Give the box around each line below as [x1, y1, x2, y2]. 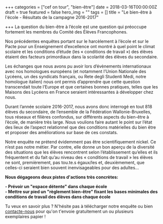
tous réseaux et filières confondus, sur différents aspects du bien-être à [5, 114, 149, 120]
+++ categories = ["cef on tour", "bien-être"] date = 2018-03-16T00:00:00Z [5, 4, 157, 10]
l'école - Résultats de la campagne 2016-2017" [5, 15, 99, 20]
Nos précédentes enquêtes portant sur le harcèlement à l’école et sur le [5, 38, 149, 44]
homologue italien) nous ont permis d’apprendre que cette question [5, 79, 140, 85]
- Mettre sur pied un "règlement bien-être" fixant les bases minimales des [5, 189, 158, 194]
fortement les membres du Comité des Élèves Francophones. [5, 29, 128, 34]
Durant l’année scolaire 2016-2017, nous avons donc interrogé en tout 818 [5, 104, 152, 109]
